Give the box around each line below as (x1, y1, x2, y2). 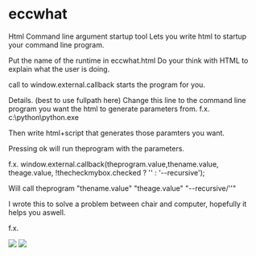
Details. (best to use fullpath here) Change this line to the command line (8, 95, 246, 105)
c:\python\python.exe (8, 112, 79, 122)
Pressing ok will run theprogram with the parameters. (8, 143, 185, 153)
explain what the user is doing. (8, 64, 110, 73)
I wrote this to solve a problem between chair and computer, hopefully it (8, 199, 247, 209)
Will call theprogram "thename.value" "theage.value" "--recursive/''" (8, 183, 237, 193)
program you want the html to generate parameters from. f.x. (8, 104, 210, 114)
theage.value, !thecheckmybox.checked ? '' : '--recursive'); (8, 167, 205, 177)
